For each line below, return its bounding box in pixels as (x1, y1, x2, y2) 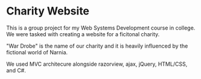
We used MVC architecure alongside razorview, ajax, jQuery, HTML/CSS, (6, 60, 188, 68)
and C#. (6, 66, 26, 74)
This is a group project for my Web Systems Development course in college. (6, 24, 196, 31)
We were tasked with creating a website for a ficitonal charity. (6, 30, 160, 37)
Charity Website (6, 4, 89, 18)
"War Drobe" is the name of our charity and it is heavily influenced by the (6, 42, 188, 49)
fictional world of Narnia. (6, 48, 68, 55)
